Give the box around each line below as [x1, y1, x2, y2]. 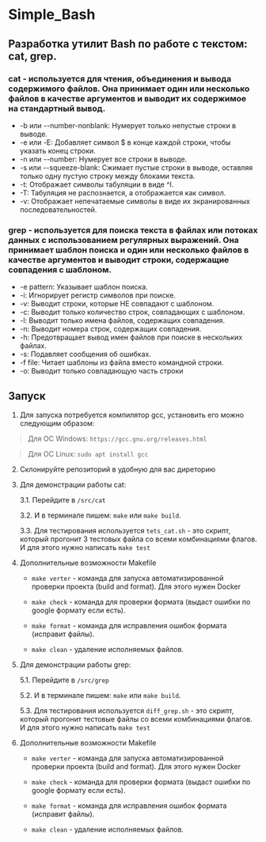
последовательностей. [19, 204, 97, 214]
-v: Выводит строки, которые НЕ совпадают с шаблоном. [19, 299, 215, 309]
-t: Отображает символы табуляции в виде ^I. [19, 180, 174, 189]
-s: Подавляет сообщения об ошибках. [19, 350, 152, 359]
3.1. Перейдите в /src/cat [19, 495, 106, 504]
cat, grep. [8, 49, 57, 63]
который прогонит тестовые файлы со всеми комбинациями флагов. [19, 714, 253, 723]
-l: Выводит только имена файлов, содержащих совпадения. [19, 316, 226, 325]
